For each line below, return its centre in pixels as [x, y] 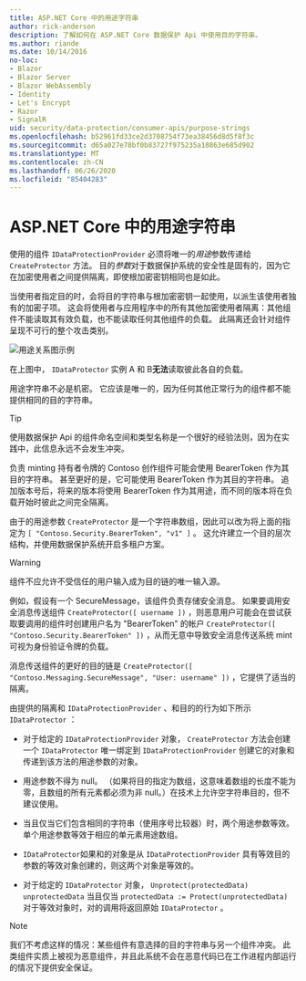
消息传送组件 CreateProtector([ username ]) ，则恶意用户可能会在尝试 [150, 612]
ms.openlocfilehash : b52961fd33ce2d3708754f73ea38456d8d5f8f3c [132, 137]
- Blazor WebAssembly [51, 86]
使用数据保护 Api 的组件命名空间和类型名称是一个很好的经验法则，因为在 [146, 437]
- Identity [30, 94]
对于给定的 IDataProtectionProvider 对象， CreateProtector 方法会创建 [157, 739]
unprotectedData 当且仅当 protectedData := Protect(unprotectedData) [155, 896]
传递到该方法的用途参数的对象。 [82, 762]
